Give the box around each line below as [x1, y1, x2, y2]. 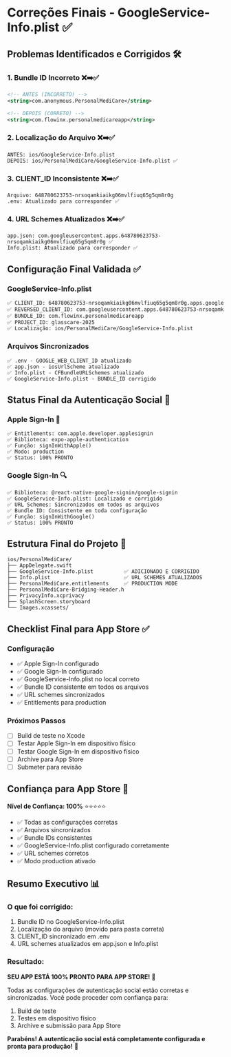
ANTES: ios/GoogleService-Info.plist [7, 151, 115, 158]
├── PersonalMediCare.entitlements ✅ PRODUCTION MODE [7, 581, 178, 587]
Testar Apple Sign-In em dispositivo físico [16, 739, 136, 747]
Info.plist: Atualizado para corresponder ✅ [7, 245, 138, 252]
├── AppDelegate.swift [7, 562, 72, 570]
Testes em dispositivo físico [16, 1014, 96, 1022]
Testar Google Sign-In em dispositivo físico [16, 747, 140, 756]
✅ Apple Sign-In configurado [16, 660, 100, 668]
